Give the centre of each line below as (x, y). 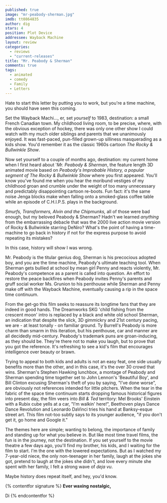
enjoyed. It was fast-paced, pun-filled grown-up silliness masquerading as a (83, 139)
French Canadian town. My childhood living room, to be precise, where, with (83, 123)
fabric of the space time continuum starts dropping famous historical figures (83, 393)
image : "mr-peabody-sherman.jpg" (40, 14)
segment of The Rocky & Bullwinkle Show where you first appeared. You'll (81, 175)
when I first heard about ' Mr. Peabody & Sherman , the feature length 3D (79, 165)
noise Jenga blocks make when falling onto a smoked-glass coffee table (80, 196)
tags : (11, 70)
